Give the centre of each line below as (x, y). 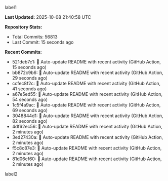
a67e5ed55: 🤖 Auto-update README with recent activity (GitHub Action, (87, 94)
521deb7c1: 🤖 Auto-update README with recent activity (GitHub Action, (86, 62)
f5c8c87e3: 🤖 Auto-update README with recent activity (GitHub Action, (87, 148)
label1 (11, 7)
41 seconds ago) (29, 89)
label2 (11, 174)
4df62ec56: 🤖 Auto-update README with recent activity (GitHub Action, (87, 126)
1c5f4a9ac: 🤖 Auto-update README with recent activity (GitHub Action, (86, 105)
